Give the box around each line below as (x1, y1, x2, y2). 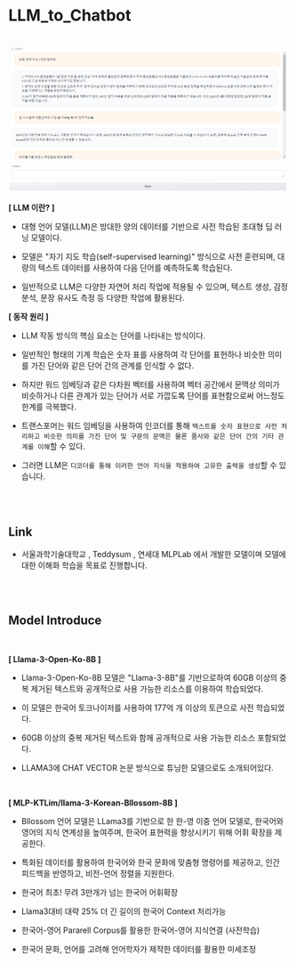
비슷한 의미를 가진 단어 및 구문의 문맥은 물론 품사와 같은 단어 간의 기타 (43, 433, 275, 441)
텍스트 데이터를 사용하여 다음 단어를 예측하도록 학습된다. (37, 263, 233, 273)
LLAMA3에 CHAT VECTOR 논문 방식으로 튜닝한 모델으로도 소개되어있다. (20, 762, 275, 773)
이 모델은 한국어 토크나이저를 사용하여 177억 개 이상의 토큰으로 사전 (20, 702, 254, 713)
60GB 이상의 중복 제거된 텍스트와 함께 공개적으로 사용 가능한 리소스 (20, 732, 256, 743)
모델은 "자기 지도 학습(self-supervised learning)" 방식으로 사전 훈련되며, (20, 251, 276, 263)
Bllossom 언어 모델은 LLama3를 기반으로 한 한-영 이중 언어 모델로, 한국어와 (20, 815, 284, 826)
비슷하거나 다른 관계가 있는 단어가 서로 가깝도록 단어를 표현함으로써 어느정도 (20, 391, 285, 401)
